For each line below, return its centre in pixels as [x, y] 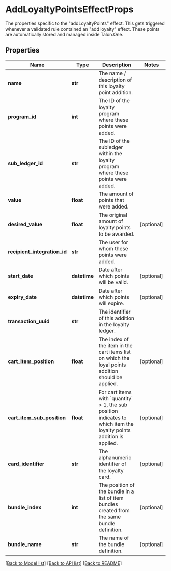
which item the [116, 424]
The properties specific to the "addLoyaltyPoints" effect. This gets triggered [85, 23]
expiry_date [22, 297]
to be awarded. [117, 234]
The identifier [115, 312]
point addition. [116, 92]
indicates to [112, 418]
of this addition [117, 318]
